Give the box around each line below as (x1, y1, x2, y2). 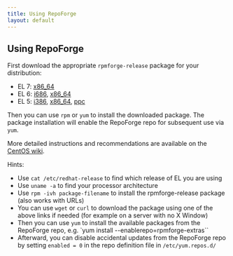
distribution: (7, 69, 42, 77)
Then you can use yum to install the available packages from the (17, 219, 201, 227)
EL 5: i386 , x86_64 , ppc (17, 97, 85, 106)
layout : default (7, 17, 55, 24)
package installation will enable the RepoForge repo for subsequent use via (7, 119, 225, 127)
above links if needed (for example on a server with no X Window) (17, 211, 209, 220)
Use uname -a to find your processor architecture (17, 182, 159, 190)
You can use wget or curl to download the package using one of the (17, 204, 213, 213)
